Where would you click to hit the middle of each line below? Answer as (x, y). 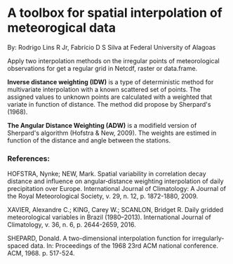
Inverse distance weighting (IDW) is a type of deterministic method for (111, 81)
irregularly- (208, 238)
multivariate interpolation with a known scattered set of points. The (104, 89)
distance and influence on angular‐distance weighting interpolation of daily (115, 181)
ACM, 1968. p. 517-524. (41, 253)
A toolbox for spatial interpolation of (115, 13)
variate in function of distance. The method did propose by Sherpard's (109, 104)
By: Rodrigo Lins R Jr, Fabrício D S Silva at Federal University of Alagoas (112, 47)
